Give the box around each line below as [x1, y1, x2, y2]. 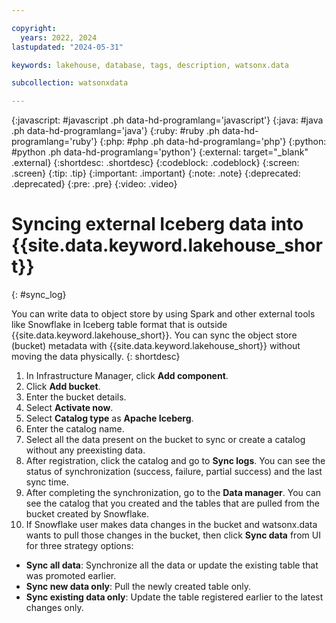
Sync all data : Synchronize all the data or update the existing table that [25, 559, 319, 571]
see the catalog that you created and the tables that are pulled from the [25, 497, 320, 510]
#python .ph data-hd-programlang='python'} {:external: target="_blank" [11, 146, 309, 158]
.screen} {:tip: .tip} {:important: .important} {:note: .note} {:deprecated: [11, 167, 301, 180]
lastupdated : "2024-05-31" [11, 42, 124, 52]
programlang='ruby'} [11, 136, 98, 148]
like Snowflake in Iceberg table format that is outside [11, 319, 228, 331]
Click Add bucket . [25, 381, 101, 393]
